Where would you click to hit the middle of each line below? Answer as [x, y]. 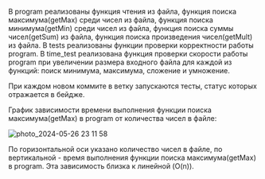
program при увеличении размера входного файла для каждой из [120, 62]
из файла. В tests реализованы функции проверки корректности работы [131, 45]
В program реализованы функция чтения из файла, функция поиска [123, 12]
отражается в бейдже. [47, 94]
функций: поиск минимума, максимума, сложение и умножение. [119, 70]
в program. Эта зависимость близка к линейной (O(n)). [101, 166]
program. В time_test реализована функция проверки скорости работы [128, 54]
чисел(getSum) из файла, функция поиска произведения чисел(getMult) [131, 37]
